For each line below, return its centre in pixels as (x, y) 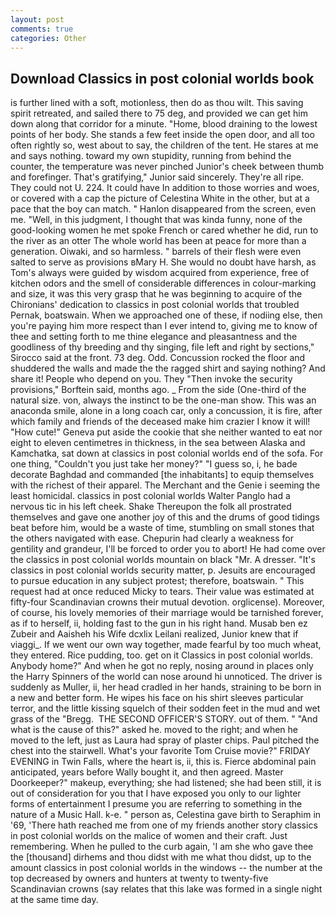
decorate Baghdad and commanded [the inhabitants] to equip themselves (162, 475)
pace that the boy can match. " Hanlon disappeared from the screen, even (163, 209)
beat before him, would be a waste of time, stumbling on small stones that (162, 528)
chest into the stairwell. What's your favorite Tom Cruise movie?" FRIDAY (160, 751)
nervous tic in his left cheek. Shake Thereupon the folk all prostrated (151, 507)
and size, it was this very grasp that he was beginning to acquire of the (156, 294)
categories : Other (48, 38)
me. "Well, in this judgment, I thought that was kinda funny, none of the (156, 220)
